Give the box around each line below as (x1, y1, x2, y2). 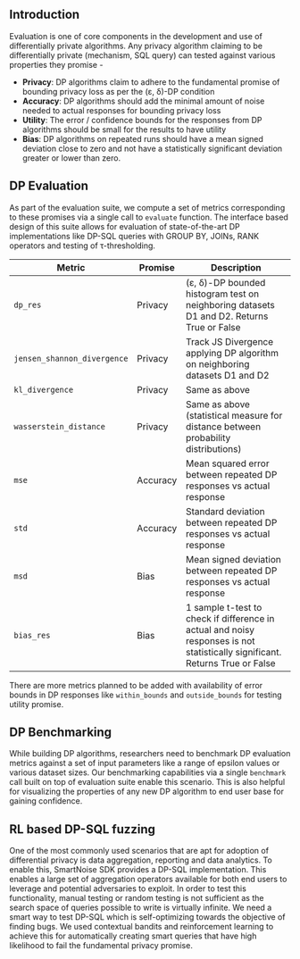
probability (186, 431, 231, 444)
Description (210, 261, 262, 273)
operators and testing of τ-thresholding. (9, 240, 156, 251)
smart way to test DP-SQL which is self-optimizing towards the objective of (9, 912, 286, 922)
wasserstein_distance (13, 421, 105, 431)
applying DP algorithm (186, 346, 279, 359)
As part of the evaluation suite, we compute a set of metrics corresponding (9, 202, 286, 213)
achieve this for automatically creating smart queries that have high (9, 930, 257, 941)
